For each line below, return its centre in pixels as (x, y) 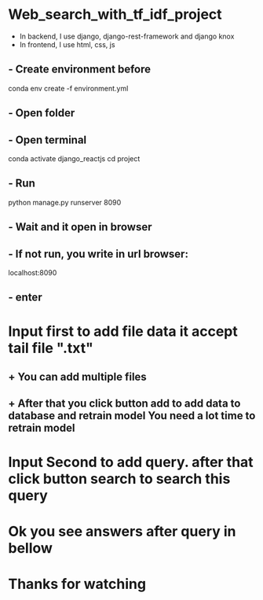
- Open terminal (47, 140)
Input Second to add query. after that (131, 462)
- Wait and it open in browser (80, 227)
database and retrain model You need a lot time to (132, 416)
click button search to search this (119, 479)
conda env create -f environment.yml (68, 88)
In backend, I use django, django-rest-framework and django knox (127, 36)
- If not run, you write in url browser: (98, 254)
